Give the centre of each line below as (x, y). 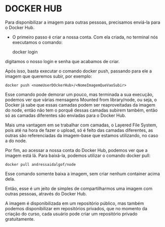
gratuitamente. (20, 219)
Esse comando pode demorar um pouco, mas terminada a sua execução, (79, 94)
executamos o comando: (37, 42)
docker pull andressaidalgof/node (41, 164)
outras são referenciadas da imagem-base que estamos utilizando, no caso (82, 135)
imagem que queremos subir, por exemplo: (49, 76)
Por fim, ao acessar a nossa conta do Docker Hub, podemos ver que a (76, 150)
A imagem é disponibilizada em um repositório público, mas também (75, 203)
